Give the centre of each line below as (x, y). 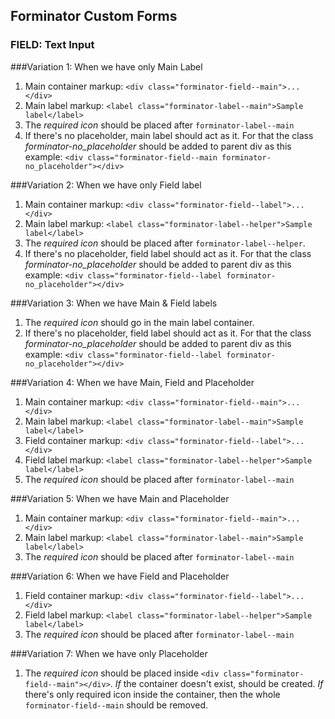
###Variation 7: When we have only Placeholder (109, 653)
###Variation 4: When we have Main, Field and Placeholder (132, 382)
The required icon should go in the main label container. (139, 322)
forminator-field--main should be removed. (116, 705)
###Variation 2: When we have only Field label (106, 185)
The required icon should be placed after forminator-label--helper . (165, 243)
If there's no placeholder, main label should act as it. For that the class (169, 135)
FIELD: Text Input (52, 45)
